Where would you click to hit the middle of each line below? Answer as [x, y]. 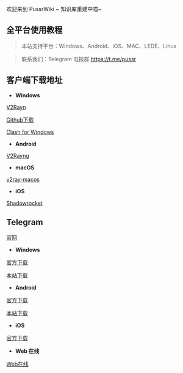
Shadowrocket [24, 203]
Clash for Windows [30, 132]
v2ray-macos [23, 179]
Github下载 [20, 120]
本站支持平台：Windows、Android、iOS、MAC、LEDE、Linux [99, 46]
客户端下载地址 [34, 80]
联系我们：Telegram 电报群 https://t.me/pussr [78, 59]
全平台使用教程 [34, 30]
